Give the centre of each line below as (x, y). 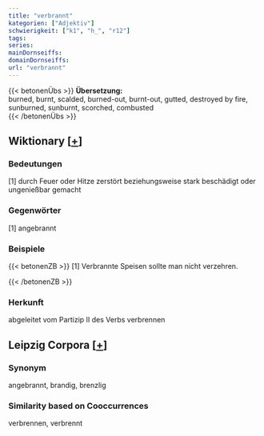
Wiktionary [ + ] (45, 141)
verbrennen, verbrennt (46, 423)
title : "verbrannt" (41, 16)
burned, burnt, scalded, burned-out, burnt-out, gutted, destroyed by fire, (128, 99)
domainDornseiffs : (39, 61)
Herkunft (26, 302)
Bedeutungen (35, 164)
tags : (17, 38)
